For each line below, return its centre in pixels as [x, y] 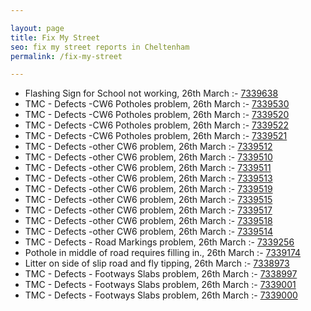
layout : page [37, 28]
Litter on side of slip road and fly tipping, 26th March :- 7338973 [157, 263]
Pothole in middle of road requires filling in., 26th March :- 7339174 [163, 253]
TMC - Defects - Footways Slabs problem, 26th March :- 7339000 [161, 295]
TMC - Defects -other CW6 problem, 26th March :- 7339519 [148, 189]
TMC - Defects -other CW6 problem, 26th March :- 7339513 [148, 178]
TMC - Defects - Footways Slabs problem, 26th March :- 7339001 [160, 285]
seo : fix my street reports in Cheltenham [100, 47]
